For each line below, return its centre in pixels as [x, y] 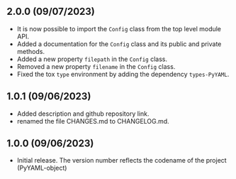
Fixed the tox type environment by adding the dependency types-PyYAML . [123, 74]
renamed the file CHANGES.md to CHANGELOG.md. [93, 121]
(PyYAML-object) [42, 168]
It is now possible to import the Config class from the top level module [119, 28]
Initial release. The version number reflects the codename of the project [122, 161]
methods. [31, 51]
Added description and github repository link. [83, 114]
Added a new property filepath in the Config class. [92, 59]
